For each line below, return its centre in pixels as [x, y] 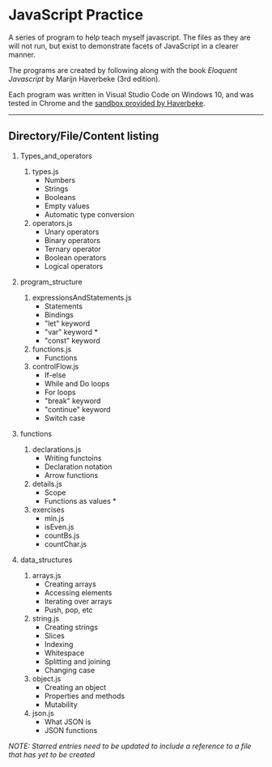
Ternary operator [72, 249]
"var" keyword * [71, 332]
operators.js [52, 223]
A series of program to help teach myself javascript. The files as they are [130, 37]
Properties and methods [85, 696]
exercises [48, 509]
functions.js [52, 349]
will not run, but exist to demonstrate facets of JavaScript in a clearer [123, 45]
